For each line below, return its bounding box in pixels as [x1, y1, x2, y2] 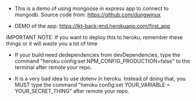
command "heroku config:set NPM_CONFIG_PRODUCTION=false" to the [14, 58, 190, 64]
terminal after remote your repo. [14, 64, 92, 71]
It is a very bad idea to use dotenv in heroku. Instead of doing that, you [14, 75, 186, 82]
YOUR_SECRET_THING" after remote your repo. [14, 88, 130, 94]
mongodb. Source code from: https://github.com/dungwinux [14, 11, 161, 18]
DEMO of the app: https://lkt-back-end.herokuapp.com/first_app [14, 23, 171, 29]
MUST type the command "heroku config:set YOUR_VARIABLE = [14, 81, 170, 88]
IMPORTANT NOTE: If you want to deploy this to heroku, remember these [6, 34, 183, 40]
